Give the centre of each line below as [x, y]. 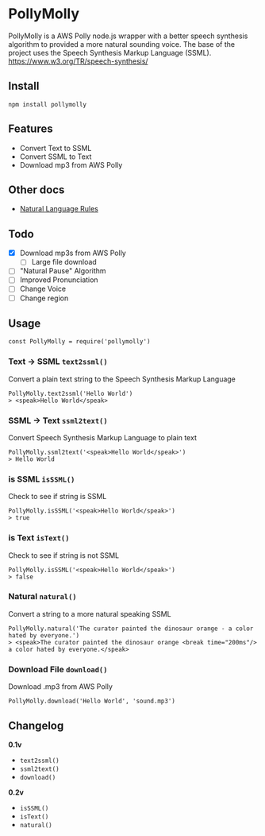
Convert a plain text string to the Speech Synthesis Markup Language [122, 379]
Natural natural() [42, 597]
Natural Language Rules [59, 209]
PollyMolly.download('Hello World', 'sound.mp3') [92, 701]
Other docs [36, 190]
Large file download [64, 262]
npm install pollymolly [48, 104]
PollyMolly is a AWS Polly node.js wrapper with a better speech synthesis [128, 36]
